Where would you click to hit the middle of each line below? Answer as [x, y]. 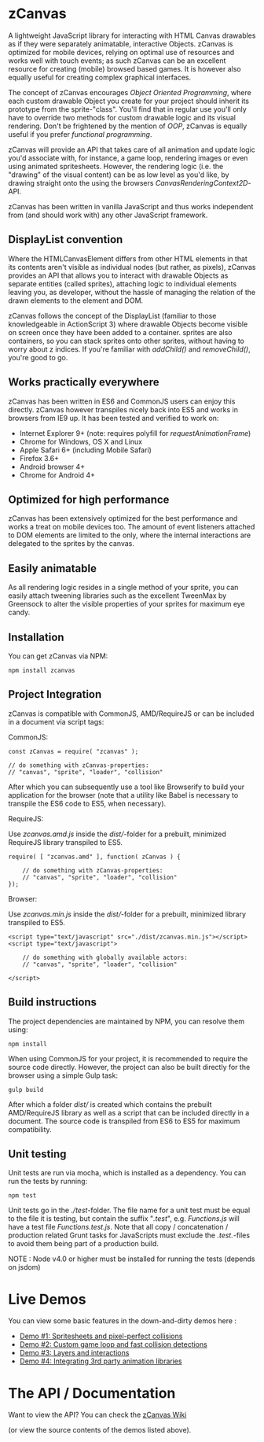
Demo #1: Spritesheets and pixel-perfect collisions [101, 1336]
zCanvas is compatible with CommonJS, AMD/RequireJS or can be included [131, 714]
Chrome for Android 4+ [57, 475]
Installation [36, 637]
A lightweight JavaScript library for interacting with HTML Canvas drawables [132, 35]
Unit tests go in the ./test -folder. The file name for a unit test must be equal [129, 1210]
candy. [19, 612]
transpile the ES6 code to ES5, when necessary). [87, 803]
